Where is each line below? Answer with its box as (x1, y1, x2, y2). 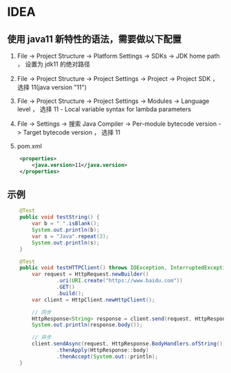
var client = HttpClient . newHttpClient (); (32, 296, 155, 303)
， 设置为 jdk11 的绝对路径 (16, 60, 91, 68)
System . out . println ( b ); (32, 227, 100, 234)
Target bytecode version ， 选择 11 (23, 128, 120, 136)
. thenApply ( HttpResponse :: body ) (56, 347, 149, 354)
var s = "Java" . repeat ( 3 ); (32, 233, 109, 240)
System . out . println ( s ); (32, 239, 100, 246)
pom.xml (16, 142, 43, 150)
